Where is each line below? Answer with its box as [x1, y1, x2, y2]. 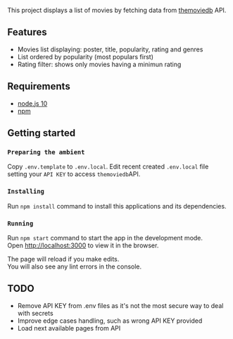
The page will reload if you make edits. [7, 254, 120, 263]
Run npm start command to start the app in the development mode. [7, 233, 203, 242]
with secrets [17, 309, 54, 317]
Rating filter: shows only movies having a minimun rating [17, 60, 182, 68]
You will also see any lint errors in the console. [7, 262, 142, 271]
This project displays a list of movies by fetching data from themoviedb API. [7, 6, 227, 14]
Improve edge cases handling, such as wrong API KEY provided [17, 316, 203, 325]
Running [7, 219, 34, 228]
